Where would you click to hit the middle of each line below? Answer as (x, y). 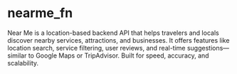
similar (17, 55)
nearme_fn (40, 13)
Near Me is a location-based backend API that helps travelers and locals (113, 33)
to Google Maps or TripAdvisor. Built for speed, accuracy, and (118, 55)
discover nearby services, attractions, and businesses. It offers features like (118, 40)
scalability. (23, 63)
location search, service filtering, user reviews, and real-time (97, 48)
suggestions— (208, 48)
